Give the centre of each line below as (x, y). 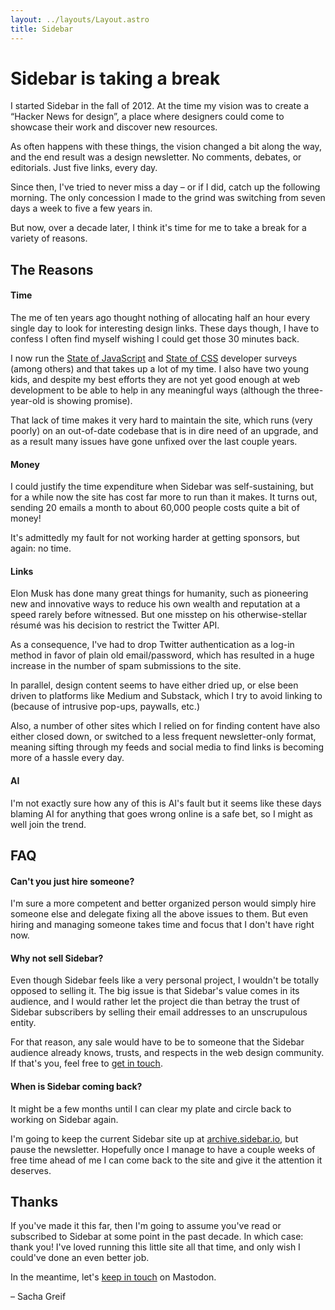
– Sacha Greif (38, 1297)
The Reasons (52, 269)
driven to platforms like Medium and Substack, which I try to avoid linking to (166, 696)
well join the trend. (48, 824)
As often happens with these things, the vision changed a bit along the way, (166, 147)
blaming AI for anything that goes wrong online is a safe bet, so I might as (161, 813)
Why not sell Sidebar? (57, 958)
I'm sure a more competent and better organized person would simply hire (163, 903)
